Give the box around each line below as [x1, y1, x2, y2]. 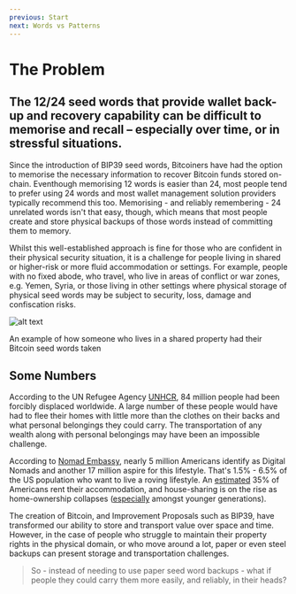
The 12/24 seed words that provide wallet [9, 95, 242, 110]
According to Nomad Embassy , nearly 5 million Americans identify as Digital [9, 456, 285, 467]
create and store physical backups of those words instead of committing [9, 216, 273, 227]
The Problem [9, 59, 105, 80]
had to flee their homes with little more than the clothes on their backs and [9, 411, 280, 421]
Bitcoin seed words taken [9, 343, 102, 353]
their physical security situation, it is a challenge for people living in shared [9, 251, 281, 262]
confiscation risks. [9, 298, 77, 310]
